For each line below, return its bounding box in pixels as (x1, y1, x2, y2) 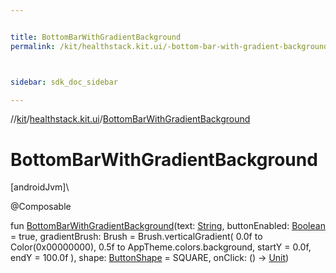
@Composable (10, 201, 72, 213)
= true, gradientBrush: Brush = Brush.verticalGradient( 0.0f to (10, 231, 263, 243)
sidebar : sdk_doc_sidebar (10, 77, 118, 87)
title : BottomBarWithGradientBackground (10, 32, 182, 42)
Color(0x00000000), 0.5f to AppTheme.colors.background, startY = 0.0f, (10, 241, 312, 253)
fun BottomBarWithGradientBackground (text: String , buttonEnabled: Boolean (10, 220, 326, 232)
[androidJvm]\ (10, 181, 70, 193)
